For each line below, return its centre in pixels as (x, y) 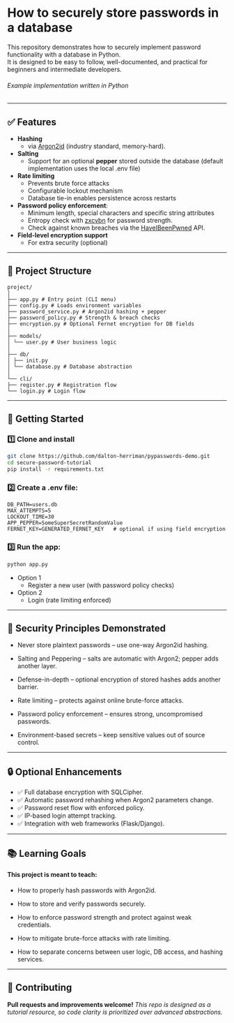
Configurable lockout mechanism (75, 191)
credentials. (34, 925)
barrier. (28, 687)
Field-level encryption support (62, 235)
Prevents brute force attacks (69, 183)
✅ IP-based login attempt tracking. (67, 816)
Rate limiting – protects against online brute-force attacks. (100, 700)
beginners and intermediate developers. (64, 69)
